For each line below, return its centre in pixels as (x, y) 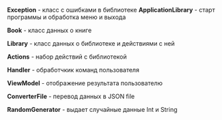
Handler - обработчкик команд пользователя (73, 70)
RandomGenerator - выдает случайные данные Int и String (92, 109)
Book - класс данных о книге (50, 30)
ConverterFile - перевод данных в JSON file (71, 96)
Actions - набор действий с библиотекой (67, 57)
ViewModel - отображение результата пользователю (85, 83)
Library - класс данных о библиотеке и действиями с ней (91, 43)
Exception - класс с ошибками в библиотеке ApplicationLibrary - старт (111, 10)
